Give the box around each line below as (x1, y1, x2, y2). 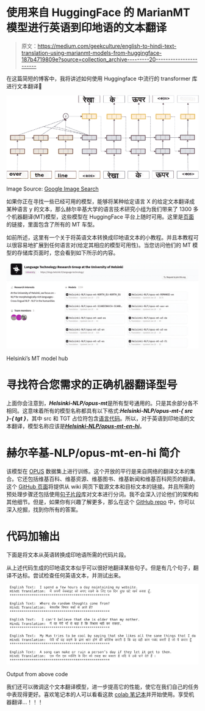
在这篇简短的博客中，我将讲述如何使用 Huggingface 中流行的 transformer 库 (6, 75, 198, 82)
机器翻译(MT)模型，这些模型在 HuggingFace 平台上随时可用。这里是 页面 (11, 213, 194, 220)
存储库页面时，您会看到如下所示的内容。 (16, 249, 119, 257)
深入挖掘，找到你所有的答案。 (6, 506, 81, 513)
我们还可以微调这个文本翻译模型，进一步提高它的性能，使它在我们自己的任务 (6, 683, 199, 690)
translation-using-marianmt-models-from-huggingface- (21, 49, 162, 56)
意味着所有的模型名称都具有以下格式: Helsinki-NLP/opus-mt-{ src (27, 407, 193, 414)
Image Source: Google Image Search (6, 185, 99, 193)
